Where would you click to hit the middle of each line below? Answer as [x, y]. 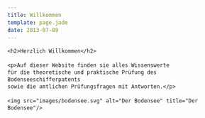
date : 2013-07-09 [33, 30]
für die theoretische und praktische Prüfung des [82, 73]
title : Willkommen [34, 15]
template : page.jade [38, 22]
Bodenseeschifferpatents [44, 80]
